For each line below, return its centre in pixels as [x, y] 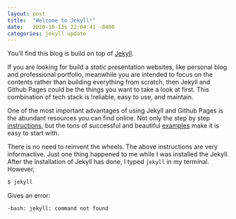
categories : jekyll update [47, 33]
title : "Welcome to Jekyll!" [52, 20]
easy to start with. [33, 133]
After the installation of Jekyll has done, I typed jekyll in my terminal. [108, 162]
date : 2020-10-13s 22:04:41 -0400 [61, 27]
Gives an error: [29, 196]
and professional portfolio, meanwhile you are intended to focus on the [110, 75]
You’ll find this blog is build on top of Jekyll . [70, 54]
